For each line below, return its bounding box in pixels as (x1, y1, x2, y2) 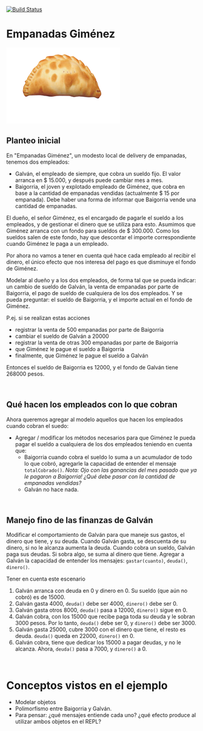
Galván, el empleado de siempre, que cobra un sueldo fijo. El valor (15, 170, 181, 177)
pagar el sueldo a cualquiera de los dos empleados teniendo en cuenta (15, 440, 193, 447)
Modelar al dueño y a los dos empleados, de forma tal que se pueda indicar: (6, 276, 196, 284)
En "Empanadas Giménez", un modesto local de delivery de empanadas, (6, 152, 187, 159)
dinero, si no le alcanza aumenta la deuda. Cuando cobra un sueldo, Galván (6, 544, 195, 551)
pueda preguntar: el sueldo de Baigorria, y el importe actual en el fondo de (6, 296, 193, 303)
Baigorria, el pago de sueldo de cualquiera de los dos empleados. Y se (6, 289, 183, 296)
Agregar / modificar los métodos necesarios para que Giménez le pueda (15, 434, 196, 441)
